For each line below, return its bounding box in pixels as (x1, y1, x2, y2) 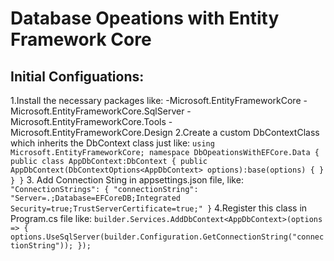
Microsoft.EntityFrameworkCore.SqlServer (10, 105, 185, 117)
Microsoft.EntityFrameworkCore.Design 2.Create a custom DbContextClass (10, 127, 320, 138)
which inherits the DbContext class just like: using (10, 137, 215, 149)
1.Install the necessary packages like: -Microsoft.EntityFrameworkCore (10, 95, 302, 106)
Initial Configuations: (10, 68, 145, 85)
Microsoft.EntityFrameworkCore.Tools (10, 116, 167, 127)
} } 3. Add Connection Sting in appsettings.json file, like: (10, 174, 244, 186)
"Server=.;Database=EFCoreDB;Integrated (10, 193, 182, 203)
